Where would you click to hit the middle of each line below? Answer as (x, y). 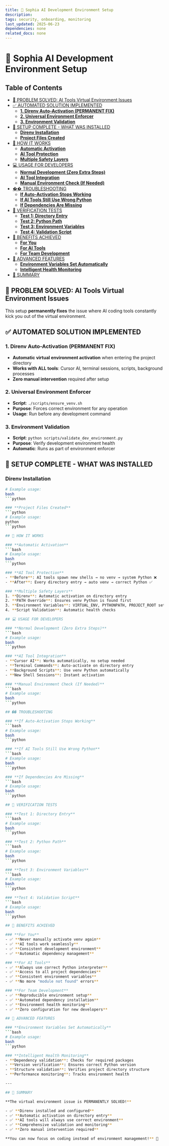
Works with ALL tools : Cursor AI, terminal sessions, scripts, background (88, 368)
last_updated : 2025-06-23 (32, 24)
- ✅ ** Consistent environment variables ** (51, 977)
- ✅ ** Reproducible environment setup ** (49, 995)
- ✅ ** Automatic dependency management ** (50, 953)
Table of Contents (34, 88)
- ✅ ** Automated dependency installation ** (52, 1000)
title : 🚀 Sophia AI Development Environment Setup (59, 10)
